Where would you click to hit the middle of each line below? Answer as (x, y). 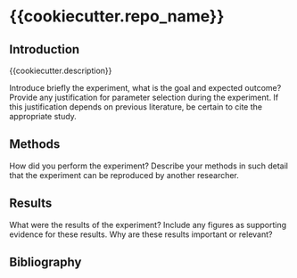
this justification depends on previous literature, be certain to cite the (136, 107)
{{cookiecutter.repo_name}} (117, 16)
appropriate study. (43, 116)
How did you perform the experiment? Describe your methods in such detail (148, 166)
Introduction (45, 49)
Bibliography (45, 262)
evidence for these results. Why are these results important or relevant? (141, 234)
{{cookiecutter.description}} (61, 70)
